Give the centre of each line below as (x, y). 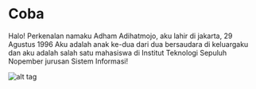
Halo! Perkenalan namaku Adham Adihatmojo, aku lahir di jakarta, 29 (120, 36)
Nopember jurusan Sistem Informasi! (68, 61)
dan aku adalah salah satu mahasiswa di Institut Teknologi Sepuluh (118, 52)
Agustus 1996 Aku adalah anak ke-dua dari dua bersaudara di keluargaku (128, 44)
